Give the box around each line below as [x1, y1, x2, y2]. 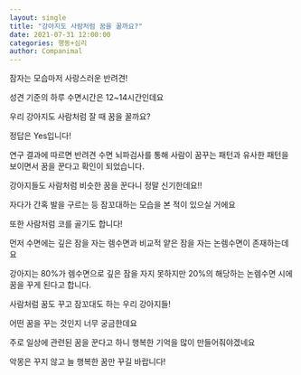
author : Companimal [9, 47, 83, 56]
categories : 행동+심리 [9, 38, 88, 48]
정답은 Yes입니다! [9, 130, 72, 141]
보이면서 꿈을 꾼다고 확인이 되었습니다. [9, 161, 145, 172]
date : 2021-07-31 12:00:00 [9, 30, 111, 39]
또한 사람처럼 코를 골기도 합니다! [9, 219, 124, 230]
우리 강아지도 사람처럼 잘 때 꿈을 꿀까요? [9, 111, 151, 122]
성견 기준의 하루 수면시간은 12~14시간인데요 [9, 92, 165, 103]
